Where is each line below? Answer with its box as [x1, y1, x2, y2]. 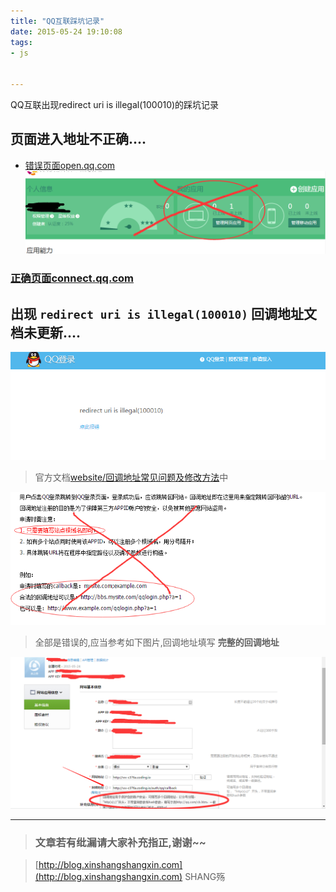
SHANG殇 [184, 871, 226, 883]
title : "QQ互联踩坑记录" [10, 16, 105, 26]
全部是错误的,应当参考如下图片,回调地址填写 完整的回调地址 [34, 636, 280, 648]
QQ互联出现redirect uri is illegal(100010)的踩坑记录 [10, 99, 220, 110]
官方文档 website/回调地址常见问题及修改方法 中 [34, 471, 229, 484]
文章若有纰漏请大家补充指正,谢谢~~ [34, 836, 207, 850]
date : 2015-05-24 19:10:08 [10, 26, 123, 37]
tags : [10, 37, 33, 47]
